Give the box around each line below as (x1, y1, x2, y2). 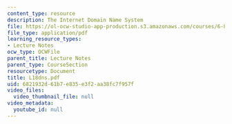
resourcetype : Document (7, 68, 76, 74)
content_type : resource (7, 10, 76, 17)
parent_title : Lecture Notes (7, 55, 91, 62)
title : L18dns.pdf (7, 74, 60, 81)
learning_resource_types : (7, 36, 81, 43)
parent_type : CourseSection (7, 61, 88, 68)
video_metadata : (7, 100, 54, 107)
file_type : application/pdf (7, 29, 88, 37)
